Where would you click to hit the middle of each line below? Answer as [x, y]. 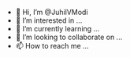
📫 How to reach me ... [52, 46]
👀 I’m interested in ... [49, 20]
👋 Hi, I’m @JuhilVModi [52, 12]
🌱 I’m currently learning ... [58, 29]
